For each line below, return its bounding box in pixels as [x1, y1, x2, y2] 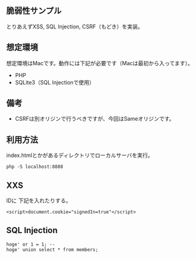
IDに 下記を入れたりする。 [6, 197, 71, 204]
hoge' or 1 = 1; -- [6, 241, 55, 248]
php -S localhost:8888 [6, 164, 63, 170]
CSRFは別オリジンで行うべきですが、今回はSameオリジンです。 [14, 115, 175, 123]
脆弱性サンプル [6, 5, 62, 16]
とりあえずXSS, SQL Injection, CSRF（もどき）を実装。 [6, 23, 144, 30]
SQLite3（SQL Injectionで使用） [14, 78, 95, 86]
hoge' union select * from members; [6, 246, 98, 252]
